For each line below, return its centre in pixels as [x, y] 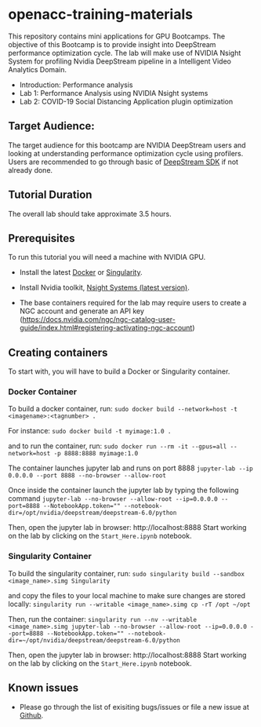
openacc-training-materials [101, 15]
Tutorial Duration [50, 195]
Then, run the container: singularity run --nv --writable [103, 619]
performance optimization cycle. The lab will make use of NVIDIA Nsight [125, 53]
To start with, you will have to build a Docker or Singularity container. [119, 371]
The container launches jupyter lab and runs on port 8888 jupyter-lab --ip [130, 468]
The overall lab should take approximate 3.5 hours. [90, 214]
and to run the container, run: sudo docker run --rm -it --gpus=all [118, 446]
